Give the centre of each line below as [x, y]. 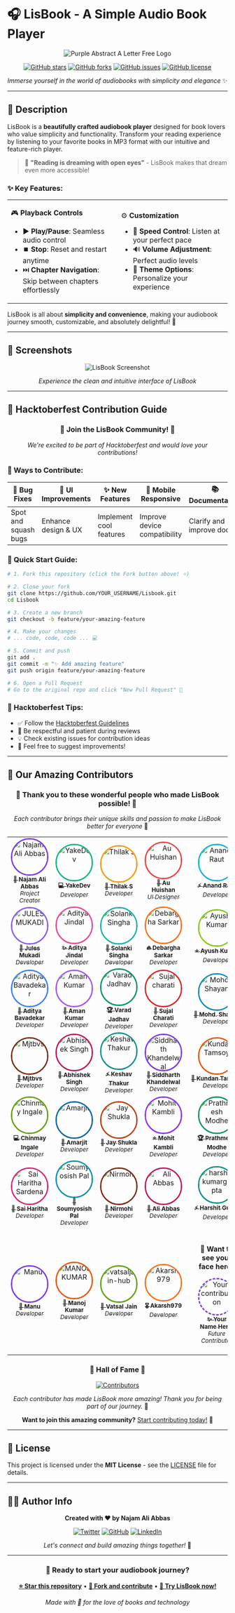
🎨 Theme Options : [163, 269]
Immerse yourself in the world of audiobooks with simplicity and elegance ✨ [117, 80]
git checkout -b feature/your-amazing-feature [76, 619]
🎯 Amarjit [74, 1143]
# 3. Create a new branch [45, 613]
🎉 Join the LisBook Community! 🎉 [117, 429]
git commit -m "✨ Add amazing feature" [66, 664]
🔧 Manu [29, 1306]
